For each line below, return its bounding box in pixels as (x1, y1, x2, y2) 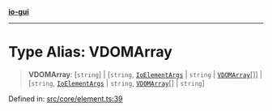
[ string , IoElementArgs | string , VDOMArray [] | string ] (28, 78, 205, 88)
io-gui (8, 7, 30, 16)
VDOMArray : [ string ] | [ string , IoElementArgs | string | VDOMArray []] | (28, 69, 263, 79)
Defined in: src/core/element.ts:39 (8, 93, 123, 104)
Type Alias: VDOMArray (8, 43, 172, 62)
